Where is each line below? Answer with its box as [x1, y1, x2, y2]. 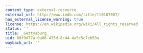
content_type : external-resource [5, 7, 77, 13]
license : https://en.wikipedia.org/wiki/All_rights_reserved [5, 21, 138, 27]
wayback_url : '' [5, 40, 40, 45]
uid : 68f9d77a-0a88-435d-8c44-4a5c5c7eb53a [5, 36, 100, 41]
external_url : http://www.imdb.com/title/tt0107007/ [5, 12, 120, 17]
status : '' [5, 26, 29, 31]
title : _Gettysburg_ [5, 31, 50, 36]
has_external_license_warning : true [5, 17, 83, 22]
